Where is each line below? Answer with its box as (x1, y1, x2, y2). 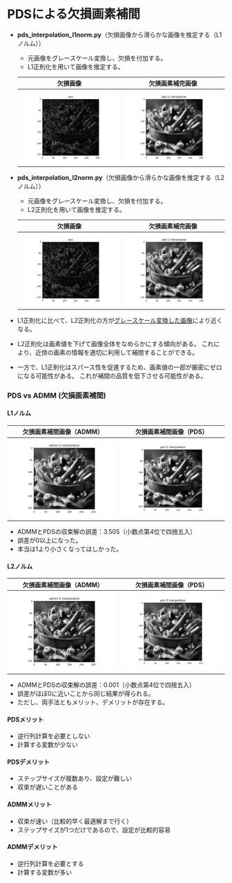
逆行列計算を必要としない (17, 732, 90, 740)
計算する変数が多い (17, 868, 72, 876)
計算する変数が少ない (17, 740, 78, 749)
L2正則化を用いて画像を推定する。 (27, 205, 126, 213)
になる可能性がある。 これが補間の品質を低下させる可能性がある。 (17, 371, 207, 380)
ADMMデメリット (7, 843, 58, 851)
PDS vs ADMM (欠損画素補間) (7, 391, 106, 400)
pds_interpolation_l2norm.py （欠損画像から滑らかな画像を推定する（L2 (17, 173, 225, 181)
